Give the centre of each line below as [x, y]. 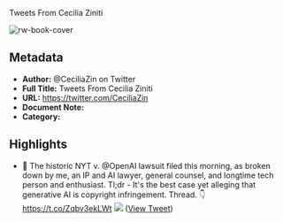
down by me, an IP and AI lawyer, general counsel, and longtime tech [148, 175]
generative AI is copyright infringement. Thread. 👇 [114, 195]
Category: [41, 116]
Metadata [36, 58]
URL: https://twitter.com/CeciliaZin [85, 97]
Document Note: [53, 107]
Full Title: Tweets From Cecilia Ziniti [87, 88]
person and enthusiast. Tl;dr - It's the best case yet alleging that [139, 184]
